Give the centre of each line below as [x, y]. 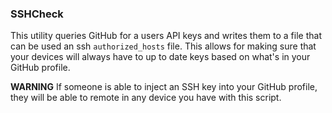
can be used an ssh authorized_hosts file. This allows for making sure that [163, 46]
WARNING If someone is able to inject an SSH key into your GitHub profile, [164, 87]
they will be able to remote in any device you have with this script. [146, 98]
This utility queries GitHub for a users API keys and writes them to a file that [166, 36]
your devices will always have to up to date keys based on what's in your [160, 57]
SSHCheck [37, 14]
